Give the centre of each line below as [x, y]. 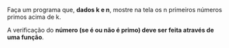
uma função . [26, 37]
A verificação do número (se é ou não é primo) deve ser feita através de [111, 30]
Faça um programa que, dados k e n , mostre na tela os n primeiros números [115, 10]
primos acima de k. [34, 17]
